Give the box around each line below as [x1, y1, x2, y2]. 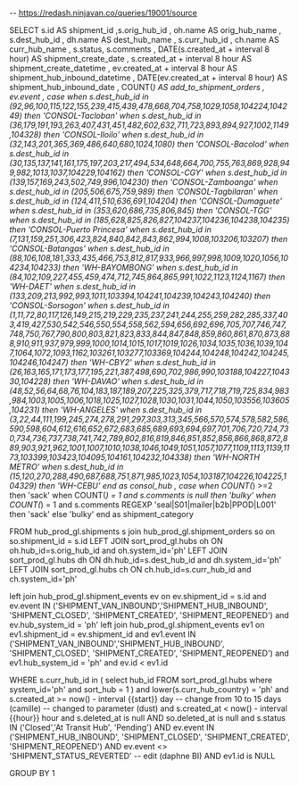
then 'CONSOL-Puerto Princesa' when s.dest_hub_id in [9, 224, 212, 235]
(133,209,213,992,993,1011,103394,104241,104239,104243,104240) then [9, 290, 271, 301]
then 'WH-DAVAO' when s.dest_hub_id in [53, 376, 203, 387]
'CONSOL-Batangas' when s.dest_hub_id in [9, 243, 170, 254]
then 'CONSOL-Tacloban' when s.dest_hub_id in [23, 111, 202, 121]
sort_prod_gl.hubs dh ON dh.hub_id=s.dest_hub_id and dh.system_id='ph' [9, 555, 282, 565]
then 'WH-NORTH [194, 452, 261, 463]
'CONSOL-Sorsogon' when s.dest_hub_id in [9, 300, 170, 311]
